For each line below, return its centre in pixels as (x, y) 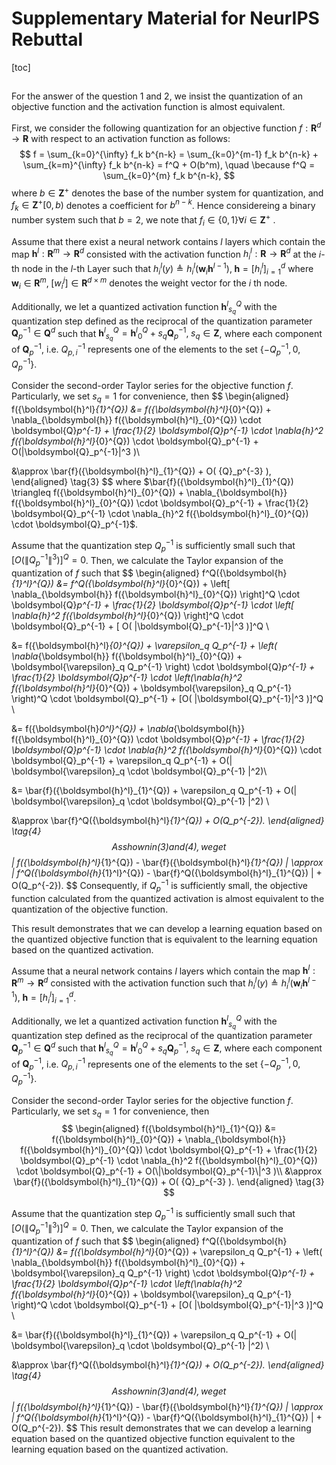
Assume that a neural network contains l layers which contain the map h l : (163, 970)
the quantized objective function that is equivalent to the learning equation (164, 939)
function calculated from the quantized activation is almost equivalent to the (168, 898)
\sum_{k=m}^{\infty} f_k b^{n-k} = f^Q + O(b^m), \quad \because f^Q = (169, 164)
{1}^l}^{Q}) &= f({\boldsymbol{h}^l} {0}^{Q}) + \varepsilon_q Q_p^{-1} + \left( (167, 1252)
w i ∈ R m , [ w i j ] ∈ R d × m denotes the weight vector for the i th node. (149, 283)
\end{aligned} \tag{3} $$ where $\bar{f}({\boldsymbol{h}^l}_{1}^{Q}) (152, 482)
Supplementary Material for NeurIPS (165, 18)
